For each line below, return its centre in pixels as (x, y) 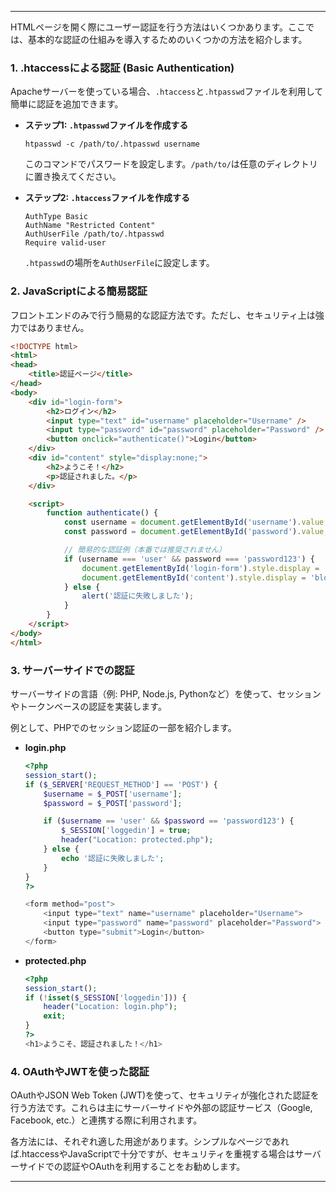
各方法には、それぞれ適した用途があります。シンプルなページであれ (150, 1142)
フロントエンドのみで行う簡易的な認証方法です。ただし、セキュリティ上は (163, 315)
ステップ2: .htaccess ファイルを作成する (107, 198)
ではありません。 (54, 327)
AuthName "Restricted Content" (90, 226)
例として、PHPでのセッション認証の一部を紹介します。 (123, 728)
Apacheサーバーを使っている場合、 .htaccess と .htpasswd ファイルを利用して (167, 92)
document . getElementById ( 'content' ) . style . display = (194, 577)
